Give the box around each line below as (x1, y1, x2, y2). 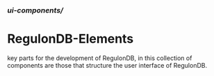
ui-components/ (7, 6, 64, 15)
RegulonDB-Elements (7, 31, 134, 47)
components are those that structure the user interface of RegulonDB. (7, 61, 207, 69)
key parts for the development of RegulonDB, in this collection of (7, 54, 192, 62)
